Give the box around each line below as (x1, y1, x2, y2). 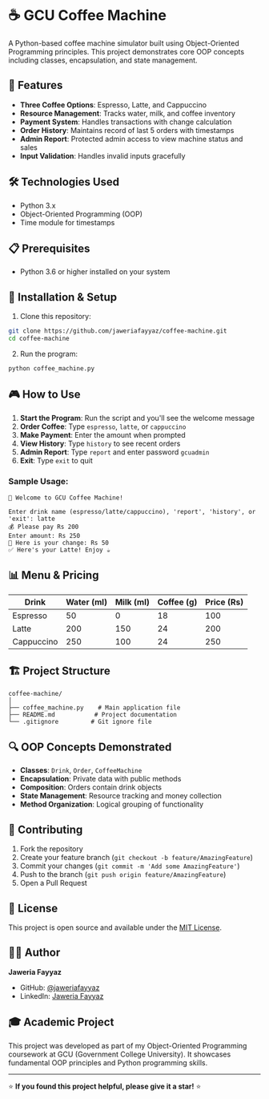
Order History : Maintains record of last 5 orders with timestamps (19, 125, 235, 135)
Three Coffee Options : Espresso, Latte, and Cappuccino (19, 99, 207, 109)
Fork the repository (19, 844, 84, 854)
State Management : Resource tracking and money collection (19, 791, 223, 801)
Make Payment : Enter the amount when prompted (19, 430, 186, 439)
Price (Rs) (205, 596, 244, 608)
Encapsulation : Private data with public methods (19, 774, 182, 784)
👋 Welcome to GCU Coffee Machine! (8, 494, 124, 502)
